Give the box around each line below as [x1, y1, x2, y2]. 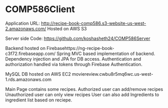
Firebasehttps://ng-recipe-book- [46, 45, 115, 51]
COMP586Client [5, 4, 75, 15]
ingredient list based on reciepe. [5, 97, 72, 103]
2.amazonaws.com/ [5, 25, 46, 31]
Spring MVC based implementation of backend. [57, 50, 155, 57]
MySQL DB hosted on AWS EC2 [5, 71, 71, 77]
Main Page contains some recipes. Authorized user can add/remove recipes [5, 86, 163, 92]
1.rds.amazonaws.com [5, 76, 52, 82]
